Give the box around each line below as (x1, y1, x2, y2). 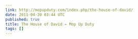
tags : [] (5, 26, 24, 31)
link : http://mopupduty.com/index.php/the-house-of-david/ (5, 7, 133, 13)
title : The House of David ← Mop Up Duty (5, 21, 95, 27)
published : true (5, 17, 40, 22)
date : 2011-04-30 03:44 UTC (5, 12, 65, 17)
